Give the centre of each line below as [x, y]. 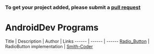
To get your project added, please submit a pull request [73, 7]
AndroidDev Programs [52, 28]
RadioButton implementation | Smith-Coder [49, 46]
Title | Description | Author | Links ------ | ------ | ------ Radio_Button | [77, 41]
